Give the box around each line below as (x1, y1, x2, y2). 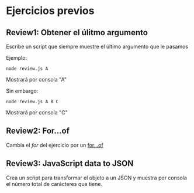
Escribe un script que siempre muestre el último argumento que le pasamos (6, 43, 189, 50)
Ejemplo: (6, 55, 27, 61)
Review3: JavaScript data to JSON (6, 158, 134, 168)
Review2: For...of (6, 126, 70, 136)
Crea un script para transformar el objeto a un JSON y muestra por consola (6, 174, 187, 181)
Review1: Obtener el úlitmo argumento (6, 28, 148, 38)
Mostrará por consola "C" (6, 109, 68, 116)
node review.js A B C (6, 99, 59, 104)
